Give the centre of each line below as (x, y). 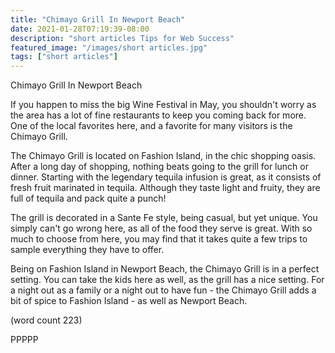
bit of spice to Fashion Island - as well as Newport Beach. (129, 301)
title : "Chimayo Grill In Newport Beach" (98, 19)
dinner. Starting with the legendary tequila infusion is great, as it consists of (166, 177)
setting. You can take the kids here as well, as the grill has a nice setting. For (167, 280)
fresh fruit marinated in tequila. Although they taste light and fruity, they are (165, 188)
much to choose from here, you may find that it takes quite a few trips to (159, 239)
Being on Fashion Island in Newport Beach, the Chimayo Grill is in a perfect (165, 269)
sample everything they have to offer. (87, 250)
